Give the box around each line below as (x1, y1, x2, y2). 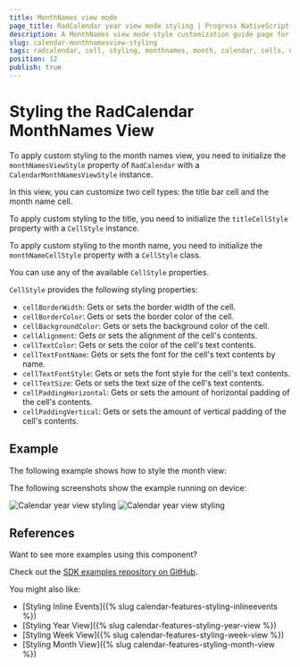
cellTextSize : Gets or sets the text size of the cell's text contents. (21, 377, 265, 388)
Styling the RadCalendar (9, 102, 195, 122)
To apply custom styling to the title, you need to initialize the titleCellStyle (9, 213, 288, 224)
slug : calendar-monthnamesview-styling (9, 38, 158, 47)
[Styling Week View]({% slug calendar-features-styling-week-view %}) (21, 629, 285, 640)
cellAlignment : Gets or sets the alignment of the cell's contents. (21, 330, 258, 341)
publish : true (9, 63, 62, 72)
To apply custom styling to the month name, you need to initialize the (9, 240, 263, 250)
